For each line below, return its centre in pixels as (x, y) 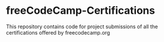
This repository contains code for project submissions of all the (82, 26)
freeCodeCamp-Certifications (81, 11)
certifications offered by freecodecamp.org (58, 32)
